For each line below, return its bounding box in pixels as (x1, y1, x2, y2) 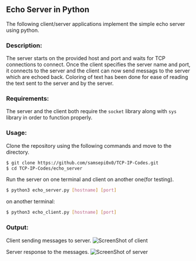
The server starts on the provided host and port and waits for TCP (6, 55, 165, 62)
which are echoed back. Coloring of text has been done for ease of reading (6, 74, 188, 81)
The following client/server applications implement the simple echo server (6, 20, 185, 27)
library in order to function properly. (6, 114, 93, 121)
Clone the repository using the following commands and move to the (6, 142, 172, 149)
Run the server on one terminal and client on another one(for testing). (6, 176, 174, 183)
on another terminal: (6, 198, 55, 205)
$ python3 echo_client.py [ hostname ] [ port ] (6, 209, 117, 216)
